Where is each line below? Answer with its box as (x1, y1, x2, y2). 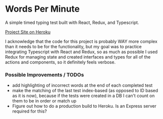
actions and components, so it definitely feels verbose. (5, 59, 116, 65)
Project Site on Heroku (5, 29, 50, 35)
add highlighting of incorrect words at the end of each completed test (12, 82, 153, 88)
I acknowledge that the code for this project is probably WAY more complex (5, 38, 158, 44)
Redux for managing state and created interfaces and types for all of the (5, 54, 151, 59)
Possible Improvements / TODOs (5, 71, 84, 78)
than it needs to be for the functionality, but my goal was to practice (5, 43, 142, 49)
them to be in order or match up (12, 98, 77, 104)
